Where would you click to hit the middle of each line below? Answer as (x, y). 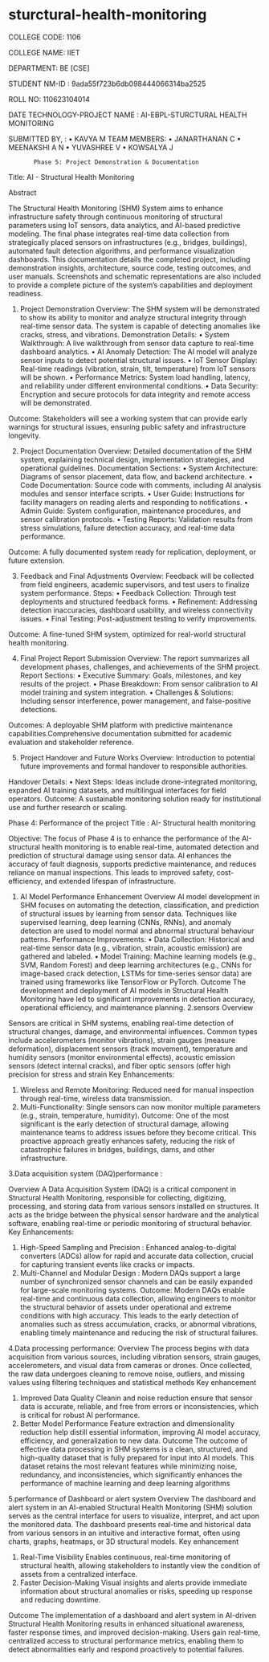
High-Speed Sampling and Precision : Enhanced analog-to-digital (128, 1247)
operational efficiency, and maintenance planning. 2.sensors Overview (137, 1007)
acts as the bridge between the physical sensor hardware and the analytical (134, 1215)
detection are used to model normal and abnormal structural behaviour (137, 931)
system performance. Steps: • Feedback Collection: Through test (128, 593)
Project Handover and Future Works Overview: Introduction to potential (137, 757)
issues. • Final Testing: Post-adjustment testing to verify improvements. (138, 618)
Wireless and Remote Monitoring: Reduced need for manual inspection (137, 1090)
